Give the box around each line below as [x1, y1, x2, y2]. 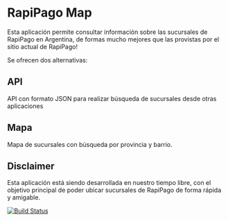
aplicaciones [7, 102, 44, 110]
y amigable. [7, 193, 40, 202]
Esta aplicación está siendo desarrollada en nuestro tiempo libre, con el [7, 179, 211, 187]
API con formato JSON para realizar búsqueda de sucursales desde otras [7, 94, 217, 103]
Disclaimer [7, 160, 55, 172]
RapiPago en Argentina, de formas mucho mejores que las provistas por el [7, 35, 220, 43]
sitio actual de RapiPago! [7, 42, 78, 51]
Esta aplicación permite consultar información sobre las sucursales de [7, 28, 208, 36]
